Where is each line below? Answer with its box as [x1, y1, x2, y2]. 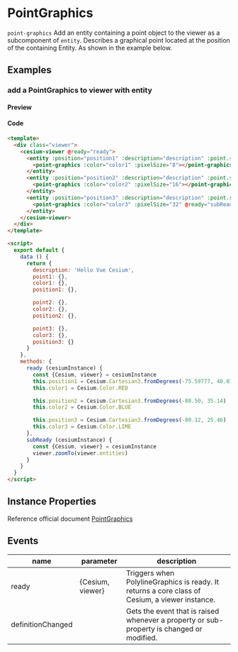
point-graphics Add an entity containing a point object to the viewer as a [7, 28, 220, 37]
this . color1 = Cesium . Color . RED [33, 385, 129, 392]
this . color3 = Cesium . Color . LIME [33, 424, 132, 431]
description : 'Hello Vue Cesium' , [33, 266, 135, 274]
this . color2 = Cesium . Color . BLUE [33, 404, 132, 411]
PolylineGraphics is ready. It [126, 577, 220, 587]
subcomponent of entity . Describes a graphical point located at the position [7, 35, 230, 44]
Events [7, 535, 39, 547]
